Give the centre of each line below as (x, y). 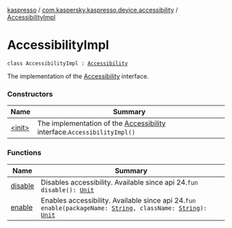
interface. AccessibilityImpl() (86, 132)
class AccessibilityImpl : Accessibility (68, 63)
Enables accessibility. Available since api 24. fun (118, 200)
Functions (24, 153)
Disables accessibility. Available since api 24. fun (119, 182)
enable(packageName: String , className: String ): (124, 208)
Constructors (30, 94)
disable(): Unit (68, 190)
